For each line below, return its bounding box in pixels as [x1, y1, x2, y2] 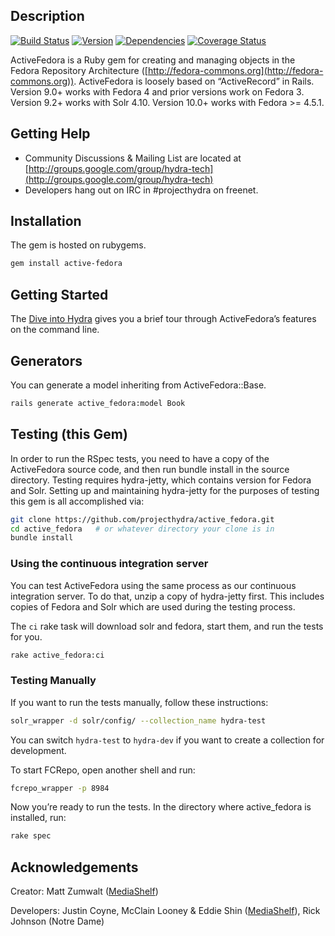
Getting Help [10, 125, 91, 143]
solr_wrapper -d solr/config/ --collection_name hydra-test [10, 715, 267, 726]
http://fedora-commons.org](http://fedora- [147, 64, 324, 76]
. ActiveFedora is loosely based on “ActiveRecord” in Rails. [73, 75, 315, 87]
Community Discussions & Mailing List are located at [24, 152, 242, 164]
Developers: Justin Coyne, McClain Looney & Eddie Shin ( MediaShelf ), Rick [10, 905, 321, 917]
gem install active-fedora [10, 259, 123, 269]
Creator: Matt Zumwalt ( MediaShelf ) [10, 885, 159, 898]
